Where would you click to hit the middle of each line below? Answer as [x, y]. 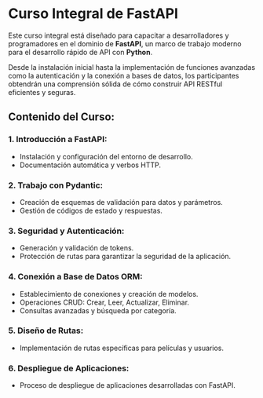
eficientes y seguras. [42, 92]
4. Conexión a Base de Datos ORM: [75, 277]
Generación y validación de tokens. [77, 248]
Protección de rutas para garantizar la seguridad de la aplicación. [125, 257]
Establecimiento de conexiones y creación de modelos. [109, 294]
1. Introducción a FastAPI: [58, 140]
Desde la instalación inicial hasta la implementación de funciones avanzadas [132, 67]
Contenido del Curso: [62, 117]
